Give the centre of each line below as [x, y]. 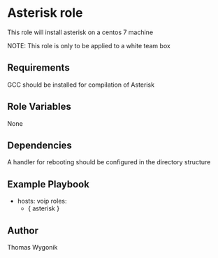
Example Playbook [48, 184]
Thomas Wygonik [32, 247]
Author [23, 230]
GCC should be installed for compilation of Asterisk [81, 85]
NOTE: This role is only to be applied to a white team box [89, 45]
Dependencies [39, 145]
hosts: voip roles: [42, 201]
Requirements [38, 68]
